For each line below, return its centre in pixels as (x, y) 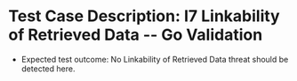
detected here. (48, 69)
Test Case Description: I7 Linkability (144, 16)
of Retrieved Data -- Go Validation (136, 35)
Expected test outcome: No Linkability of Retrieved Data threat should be (155, 59)
